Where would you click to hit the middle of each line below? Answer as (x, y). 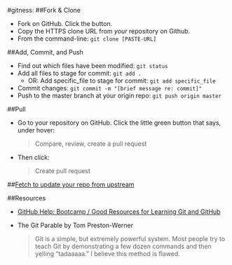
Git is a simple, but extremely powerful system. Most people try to (130, 239)
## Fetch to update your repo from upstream (71, 184)
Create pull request (63, 171)
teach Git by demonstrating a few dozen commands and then (123, 246)
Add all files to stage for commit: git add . (79, 73)
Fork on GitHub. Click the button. (65, 23)
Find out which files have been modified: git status (93, 66)
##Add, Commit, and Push (46, 52)
